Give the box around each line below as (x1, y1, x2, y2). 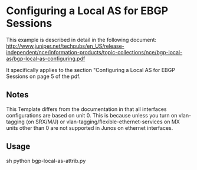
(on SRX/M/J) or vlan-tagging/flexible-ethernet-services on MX (25, 118, 180, 125)
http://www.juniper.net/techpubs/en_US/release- (6, 42, 125, 50)
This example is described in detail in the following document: (6, 36, 156, 43)
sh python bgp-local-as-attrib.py (6, 157, 86, 164)
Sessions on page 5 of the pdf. (6, 73, 81, 80)
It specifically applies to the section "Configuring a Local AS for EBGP (6, 66, 176, 73)
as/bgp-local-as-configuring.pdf (6, 55, 86, 62)
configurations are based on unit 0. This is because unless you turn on (6, 112, 178, 119)
